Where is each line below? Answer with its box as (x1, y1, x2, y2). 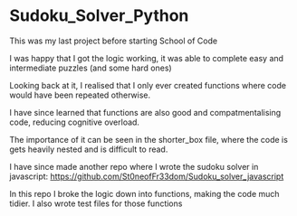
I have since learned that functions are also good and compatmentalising (9, 107, 282, 117)
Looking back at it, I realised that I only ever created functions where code (9, 80, 287, 90)
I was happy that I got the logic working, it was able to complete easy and (9, 52, 283, 63)
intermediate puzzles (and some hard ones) (9, 62, 172, 73)
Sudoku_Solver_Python (9, 5, 189, 26)
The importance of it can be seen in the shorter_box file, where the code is (9, 134, 288, 145)
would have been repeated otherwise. (9, 89, 151, 100)
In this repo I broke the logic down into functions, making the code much (9, 188, 280, 199)
